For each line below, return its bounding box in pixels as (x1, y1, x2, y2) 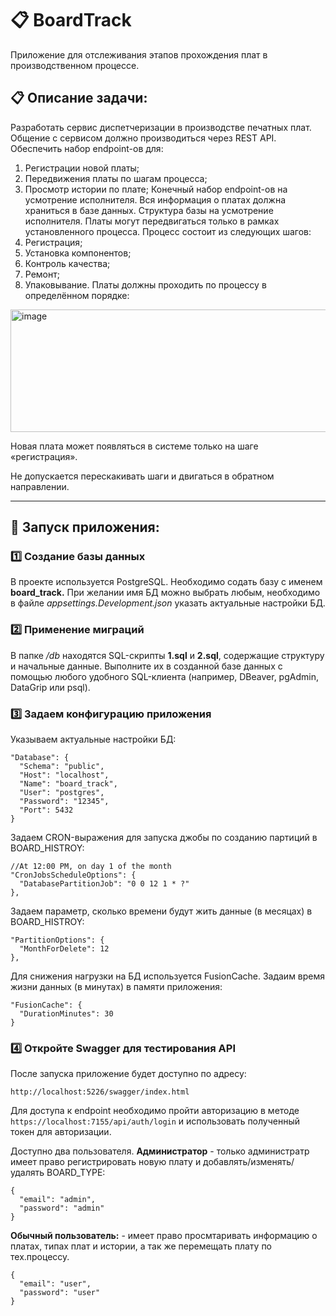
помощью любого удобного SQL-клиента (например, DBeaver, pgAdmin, (10, 670, 319, 682)
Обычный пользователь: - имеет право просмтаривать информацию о (10, 1230, 318, 1242)
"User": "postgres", (19, 788, 105, 798)
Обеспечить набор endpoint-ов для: (10, 142, 164, 154)
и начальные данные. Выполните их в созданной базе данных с (10, 660, 283, 672)
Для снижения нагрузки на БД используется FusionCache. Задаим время (10, 970, 326, 982)
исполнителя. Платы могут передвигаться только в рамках (24, 215, 280, 227)
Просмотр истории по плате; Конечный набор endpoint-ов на (24, 183, 288, 195)
